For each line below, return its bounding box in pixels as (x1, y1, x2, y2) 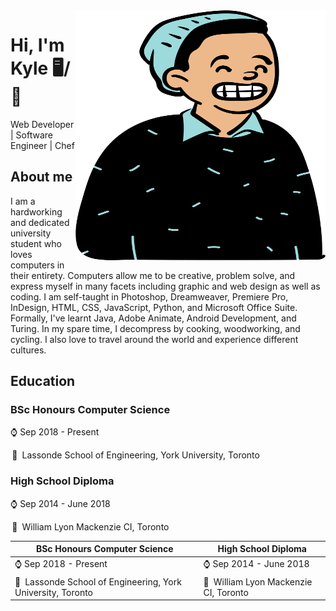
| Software (10, 129, 53, 141)
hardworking (10, 205, 63, 218)
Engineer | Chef (10, 139, 75, 151)
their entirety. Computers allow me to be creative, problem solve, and (10, 269, 296, 281)
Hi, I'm (10, 34, 65, 57)
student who (10, 237, 62, 249)
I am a (10, 195, 36, 207)
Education (10, 373, 76, 390)
